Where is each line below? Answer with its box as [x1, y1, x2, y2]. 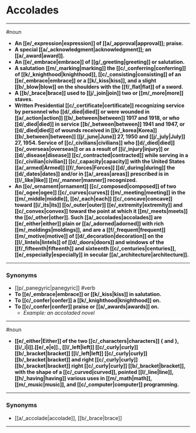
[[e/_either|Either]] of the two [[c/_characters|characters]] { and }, [14, 338, 179, 345]
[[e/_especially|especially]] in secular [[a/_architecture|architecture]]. [14, 251, 189, 258]
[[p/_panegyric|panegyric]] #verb [14, 284, 96, 291]
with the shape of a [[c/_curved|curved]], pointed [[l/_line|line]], [14, 369, 174, 376]
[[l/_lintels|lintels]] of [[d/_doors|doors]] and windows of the [14, 238, 164, 246]
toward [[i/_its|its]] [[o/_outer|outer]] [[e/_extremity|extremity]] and [14, 201, 183, 208]
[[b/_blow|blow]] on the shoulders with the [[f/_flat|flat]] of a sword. [14, 83, 184, 90]
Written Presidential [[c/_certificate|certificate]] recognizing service [14, 102, 185, 109]
